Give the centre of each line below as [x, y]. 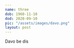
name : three [17, 9]
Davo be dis [17, 41]
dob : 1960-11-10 [21, 14]
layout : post [18, 28]
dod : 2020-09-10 [21, 18]
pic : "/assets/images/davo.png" [37, 23]
